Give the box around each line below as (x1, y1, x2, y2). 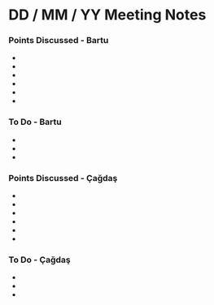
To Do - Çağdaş (8, 254, 71, 265)
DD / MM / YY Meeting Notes (8, 6, 207, 24)
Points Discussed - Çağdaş (8, 172, 118, 183)
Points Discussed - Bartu (8, 35, 109, 46)
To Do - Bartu (8, 116, 63, 127)
